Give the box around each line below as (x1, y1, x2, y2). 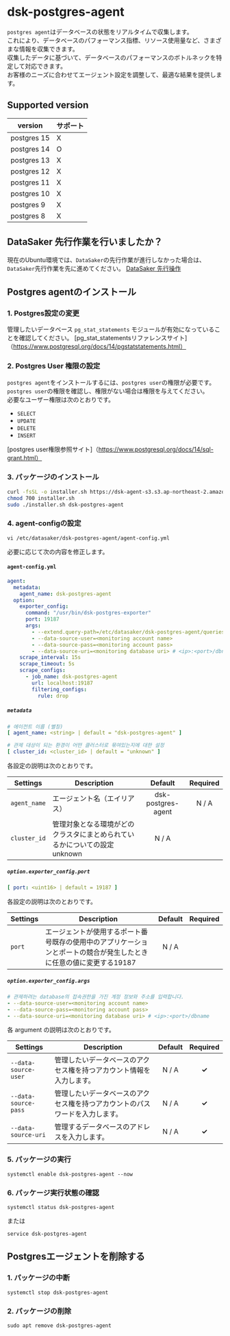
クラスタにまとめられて (52, 830, 128, 839)
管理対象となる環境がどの (52, 820, 135, 829)
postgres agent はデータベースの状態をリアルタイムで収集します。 (7, 27, 193, 36)
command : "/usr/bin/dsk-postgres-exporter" (25, 610, 152, 617)
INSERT (16, 432, 36, 439)
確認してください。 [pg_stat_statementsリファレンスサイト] (18, 334, 188, 342)
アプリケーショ (99, 937, 149, 946)
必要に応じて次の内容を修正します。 (7, 547, 109, 556)
